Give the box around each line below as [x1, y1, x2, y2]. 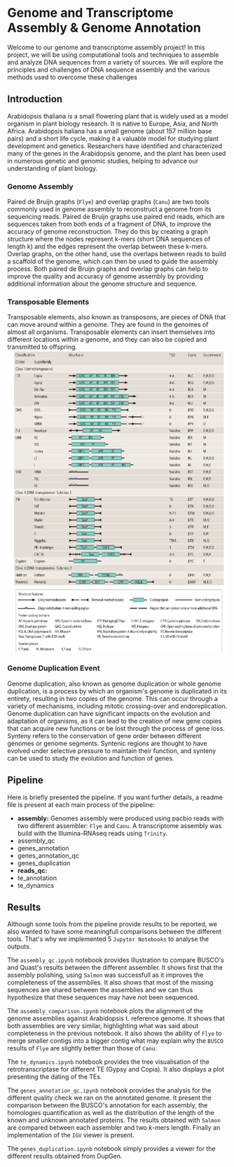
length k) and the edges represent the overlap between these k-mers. [7, 242, 209, 251]
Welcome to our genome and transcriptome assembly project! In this [7, 43, 205, 51]
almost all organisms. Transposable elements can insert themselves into [7, 328, 215, 336]
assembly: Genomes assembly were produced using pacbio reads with [17, 814, 224, 822]
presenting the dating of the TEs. [7, 1072, 102, 1081]
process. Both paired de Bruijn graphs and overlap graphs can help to [7, 265, 209, 273]
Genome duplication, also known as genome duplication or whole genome [7, 679, 221, 688]
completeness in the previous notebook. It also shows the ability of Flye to [7, 1029, 222, 1038]
